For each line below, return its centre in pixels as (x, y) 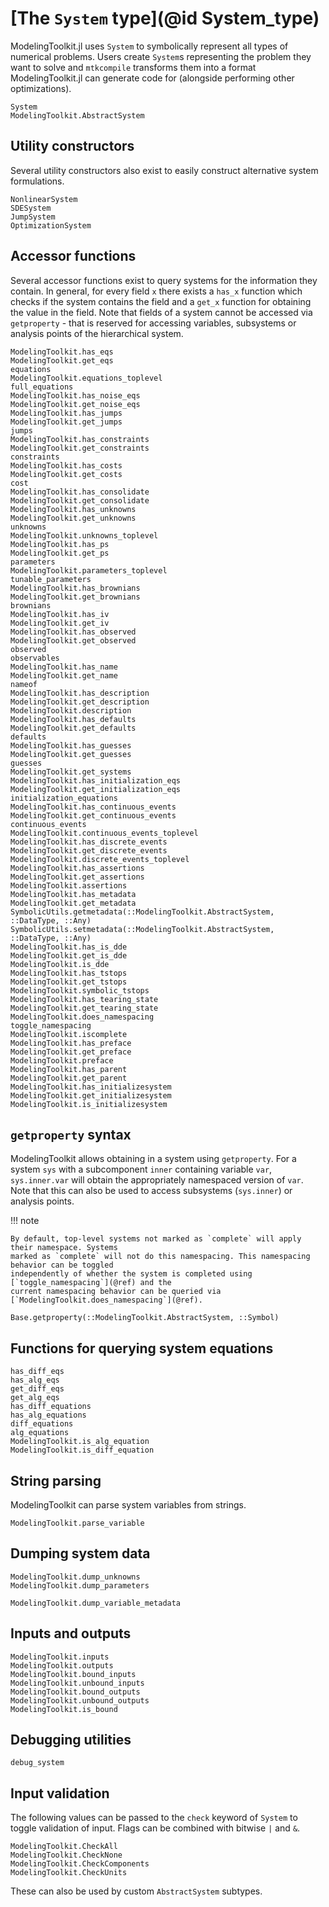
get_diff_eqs (37, 1389)
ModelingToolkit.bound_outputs (75, 1692)
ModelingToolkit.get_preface (71, 1052)
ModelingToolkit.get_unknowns (73, 518)
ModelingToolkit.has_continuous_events (93, 807)
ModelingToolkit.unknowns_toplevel (84, 535)
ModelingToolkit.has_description (80, 693)
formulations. (37, 181)
